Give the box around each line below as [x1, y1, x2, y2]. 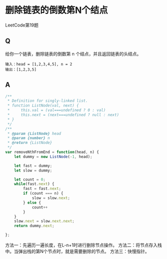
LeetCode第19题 [5, 22, 39, 28]
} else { [23, 200, 41, 205]
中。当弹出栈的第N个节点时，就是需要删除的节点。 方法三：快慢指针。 [5, 248, 150, 254]
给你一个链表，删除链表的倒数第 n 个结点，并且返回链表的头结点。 [5, 50, 142, 56]
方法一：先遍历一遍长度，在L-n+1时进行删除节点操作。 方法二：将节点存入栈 [5, 242, 162, 248]
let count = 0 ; [14, 177, 46, 182]
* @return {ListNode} [7, 140, 52, 145]
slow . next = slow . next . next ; [14, 218, 75, 224]
